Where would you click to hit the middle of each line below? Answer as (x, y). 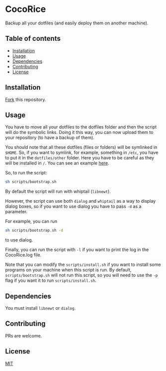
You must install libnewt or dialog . (41, 308)
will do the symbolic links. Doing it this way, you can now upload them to (79, 132)
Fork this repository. (26, 99)
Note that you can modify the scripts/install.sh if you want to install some (83, 264)
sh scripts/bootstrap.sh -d (34, 231)
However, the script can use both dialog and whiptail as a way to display (81, 201)
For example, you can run (31, 221)
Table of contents (33, 39)
